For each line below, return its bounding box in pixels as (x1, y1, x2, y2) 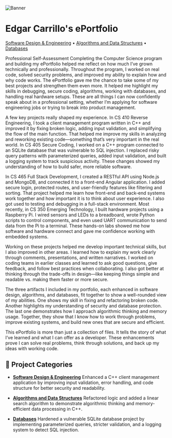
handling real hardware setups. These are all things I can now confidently (5, 93, 161, 100)
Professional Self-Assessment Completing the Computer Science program (5, 55, 163, 61)
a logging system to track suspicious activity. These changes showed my (5, 158, 160, 164)
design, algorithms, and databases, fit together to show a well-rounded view (5, 291, 167, 298)
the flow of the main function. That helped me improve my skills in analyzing (5, 131, 167, 137)
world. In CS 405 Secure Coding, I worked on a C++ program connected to (5, 141, 164, 148)
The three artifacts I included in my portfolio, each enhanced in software (5, 286, 158, 293)
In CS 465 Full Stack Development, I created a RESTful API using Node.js (5, 173, 159, 179)
